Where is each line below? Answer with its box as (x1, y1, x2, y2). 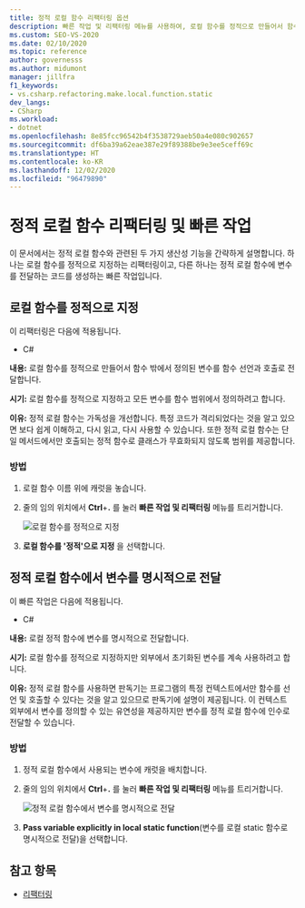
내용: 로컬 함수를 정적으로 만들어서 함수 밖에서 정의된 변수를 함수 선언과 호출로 (9, 363, 286, 373)
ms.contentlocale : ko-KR (9, 156, 103, 166)
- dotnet (9, 124, 43, 133)
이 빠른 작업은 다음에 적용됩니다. (9, 596, 124, 607)
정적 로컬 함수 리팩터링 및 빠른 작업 (9, 216, 252, 237)
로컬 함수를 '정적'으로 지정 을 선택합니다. (22, 540, 166, 551)
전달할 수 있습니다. (9, 717, 75, 728)
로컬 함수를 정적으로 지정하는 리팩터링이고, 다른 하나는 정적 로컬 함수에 (25, 259, 276, 270)
